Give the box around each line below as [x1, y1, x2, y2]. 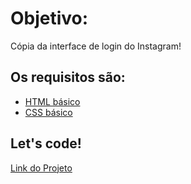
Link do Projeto [10, 162, 73, 174]
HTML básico [24, 95, 81, 107]
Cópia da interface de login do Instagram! [10, 40, 182, 52]
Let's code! [10, 135, 82, 152]
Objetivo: [10, 7, 89, 30]
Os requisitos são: [10, 69, 126, 86]
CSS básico [24, 106, 73, 118]
